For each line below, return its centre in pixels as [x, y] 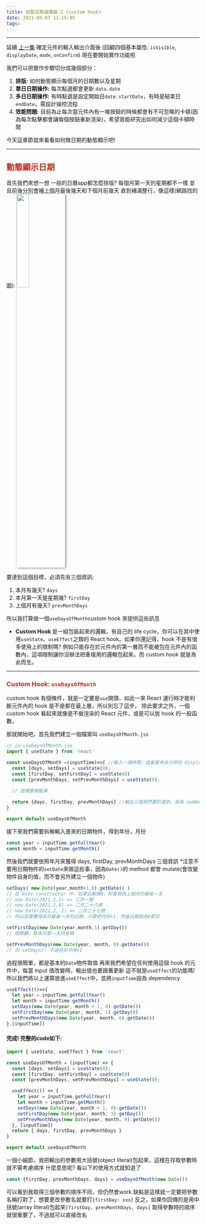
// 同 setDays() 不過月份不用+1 [44, 950]
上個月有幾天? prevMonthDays [51, 606]
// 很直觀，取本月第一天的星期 [40, 933]
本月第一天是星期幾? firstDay [53, 598]
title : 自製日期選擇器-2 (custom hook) [54, 12]
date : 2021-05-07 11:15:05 [41, 18]
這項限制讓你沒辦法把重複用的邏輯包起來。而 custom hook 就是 [111, 655]
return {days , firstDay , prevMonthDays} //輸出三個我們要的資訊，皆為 [98, 802]
